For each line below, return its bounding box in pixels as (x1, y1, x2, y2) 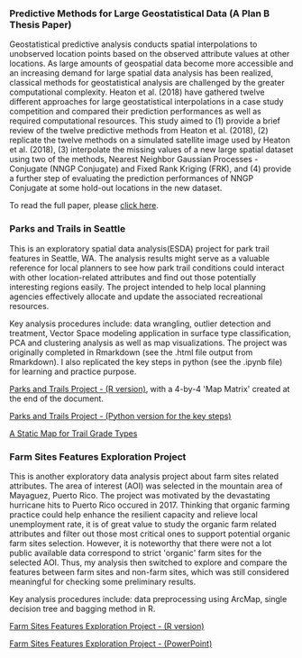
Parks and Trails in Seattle (9, 223, 126, 235)
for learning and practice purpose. (9, 366, 137, 377)
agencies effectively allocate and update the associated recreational (9, 291, 263, 302)
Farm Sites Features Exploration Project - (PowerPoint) (9, 638, 213, 649)
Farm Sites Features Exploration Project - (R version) (9, 620, 205, 631)
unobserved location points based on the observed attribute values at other (9, 49, 290, 59)
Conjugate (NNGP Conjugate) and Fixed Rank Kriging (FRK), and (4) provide (9, 163, 291, 174)
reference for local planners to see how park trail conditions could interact (9, 262, 285, 273)
